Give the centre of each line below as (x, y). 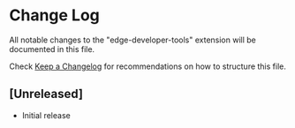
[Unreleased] (46, 94)
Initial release (46, 115)
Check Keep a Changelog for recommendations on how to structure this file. (148, 66)
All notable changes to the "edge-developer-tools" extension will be (132, 40)
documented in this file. (52, 49)
